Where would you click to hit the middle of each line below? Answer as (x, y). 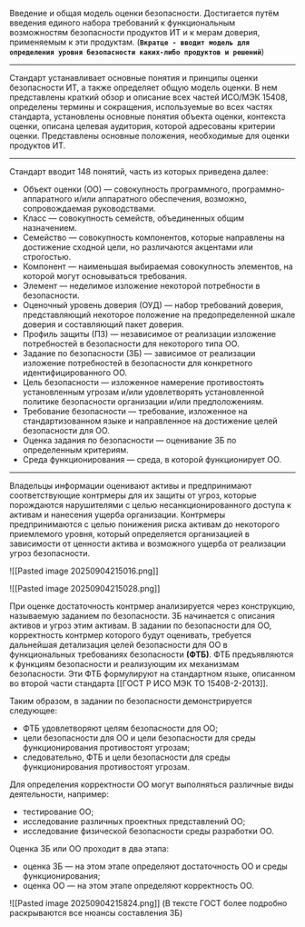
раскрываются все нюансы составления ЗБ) (96, 913)
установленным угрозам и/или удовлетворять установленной (143, 392)
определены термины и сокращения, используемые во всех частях (141, 107)
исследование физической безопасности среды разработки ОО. (148, 831)
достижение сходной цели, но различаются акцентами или (138, 247)
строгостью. (47, 257)
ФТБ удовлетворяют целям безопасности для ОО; (120, 728)
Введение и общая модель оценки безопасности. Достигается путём (144, 13)
